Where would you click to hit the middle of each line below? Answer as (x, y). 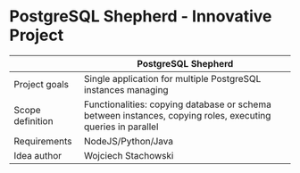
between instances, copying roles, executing (177, 115)
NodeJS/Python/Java (129, 141)
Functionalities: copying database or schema (178, 104)
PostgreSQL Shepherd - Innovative (141, 16)
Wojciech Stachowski (129, 155)
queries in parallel (121, 127)
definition (33, 120)
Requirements (43, 141)
